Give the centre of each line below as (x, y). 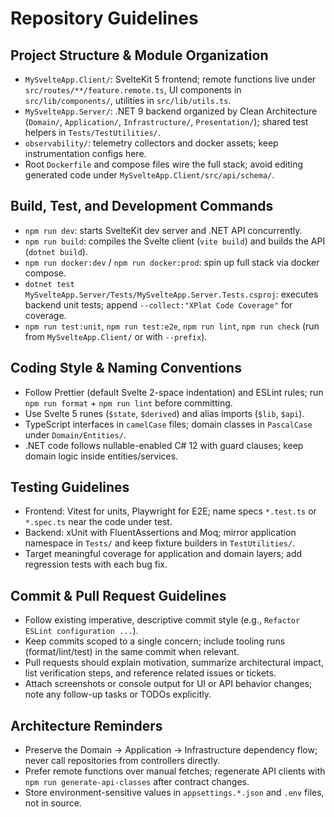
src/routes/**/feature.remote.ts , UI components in (133, 90)
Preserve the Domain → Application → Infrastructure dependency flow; (171, 750)
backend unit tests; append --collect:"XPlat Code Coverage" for (158, 304)
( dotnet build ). (56, 251)
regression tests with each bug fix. (96, 564)
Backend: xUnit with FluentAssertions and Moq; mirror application (160, 533)
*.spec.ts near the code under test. (98, 522)
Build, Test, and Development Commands (142, 206)
